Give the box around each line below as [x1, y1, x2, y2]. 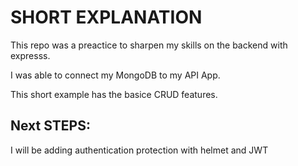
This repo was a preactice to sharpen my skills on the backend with [10, 39, 288, 51]
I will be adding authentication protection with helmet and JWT [10, 144, 269, 156]
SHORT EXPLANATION [10, 6, 203, 29]
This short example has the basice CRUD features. [10, 88, 218, 100]
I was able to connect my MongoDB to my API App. [10, 69, 221, 81]
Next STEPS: [10, 117, 91, 135]
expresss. [10, 49, 51, 61]
